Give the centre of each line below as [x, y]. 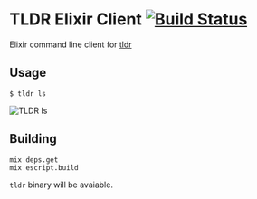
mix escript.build [44, 167]
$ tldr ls [28, 94]
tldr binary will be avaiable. [61, 185]
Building [33, 139]
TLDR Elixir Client [76, 19]
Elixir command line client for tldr [71, 44]
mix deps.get [34, 160]
